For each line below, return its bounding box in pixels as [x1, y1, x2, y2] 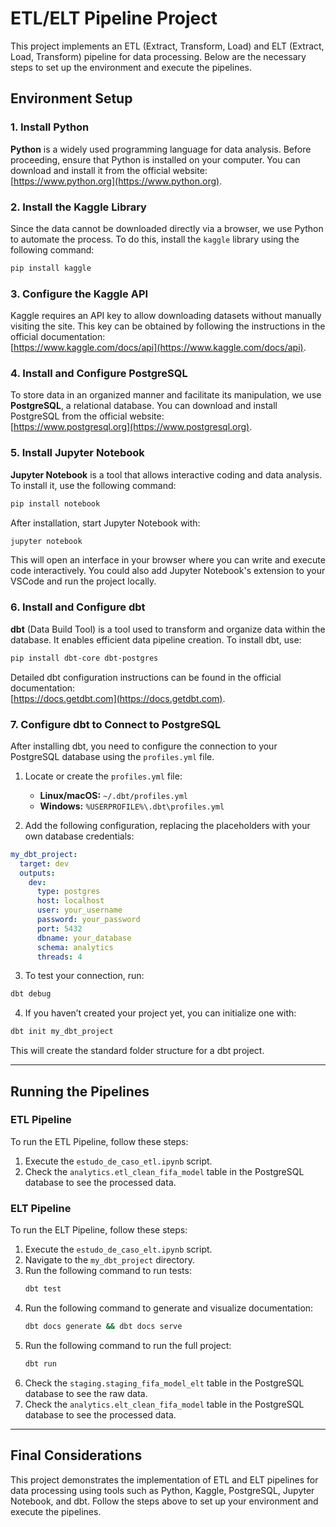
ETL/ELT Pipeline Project [10, 7, 218, 30]
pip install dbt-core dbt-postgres [10, 653, 159, 663]
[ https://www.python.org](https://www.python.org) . [10, 175, 223, 187]
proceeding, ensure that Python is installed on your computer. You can [10, 153, 301, 166]
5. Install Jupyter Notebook [10, 446, 145, 460]
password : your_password [36, 915, 141, 925]
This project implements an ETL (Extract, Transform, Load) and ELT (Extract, [10, 40, 325, 52]
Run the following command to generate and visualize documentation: [24, 1302, 314, 1314]
